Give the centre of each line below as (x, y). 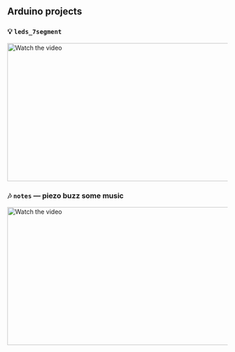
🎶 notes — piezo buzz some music (65, 196)
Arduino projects (45, 12)
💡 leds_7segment (35, 32)
